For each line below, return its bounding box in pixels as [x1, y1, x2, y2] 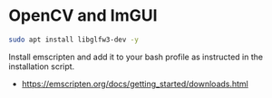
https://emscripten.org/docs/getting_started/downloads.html [21, 78, 248, 89]
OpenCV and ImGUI [8, 5, 158, 26]
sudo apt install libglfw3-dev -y [8, 35, 140, 44]
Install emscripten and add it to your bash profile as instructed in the [8, 51, 264, 62]
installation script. [8, 60, 75, 72]
